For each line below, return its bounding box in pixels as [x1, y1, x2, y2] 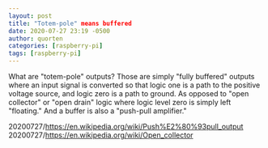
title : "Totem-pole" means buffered [8, 19, 132, 27]
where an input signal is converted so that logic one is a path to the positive [8, 80, 261, 90]
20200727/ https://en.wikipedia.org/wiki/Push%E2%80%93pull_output [8, 122, 244, 131]
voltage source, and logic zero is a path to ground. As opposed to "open [8, 89, 249, 98]
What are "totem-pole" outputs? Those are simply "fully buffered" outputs [8, 72, 255, 81]
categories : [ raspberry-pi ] [8, 42, 104, 50]
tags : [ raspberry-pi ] [8, 49, 82, 57]
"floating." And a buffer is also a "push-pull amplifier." [8, 106, 188, 116]
